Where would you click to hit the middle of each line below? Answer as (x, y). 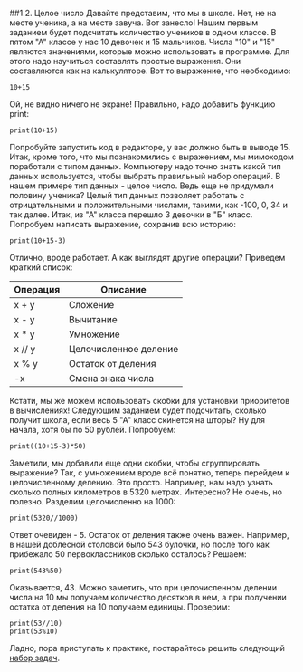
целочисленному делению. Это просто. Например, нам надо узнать (141, 482)
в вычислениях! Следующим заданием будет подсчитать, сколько (138, 410)
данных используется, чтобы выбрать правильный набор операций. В (145, 176)
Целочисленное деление (123, 349)
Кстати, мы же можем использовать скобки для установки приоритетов (150, 401)
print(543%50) (36, 571)
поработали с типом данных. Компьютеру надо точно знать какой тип (146, 166)
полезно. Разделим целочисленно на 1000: (93, 501)
